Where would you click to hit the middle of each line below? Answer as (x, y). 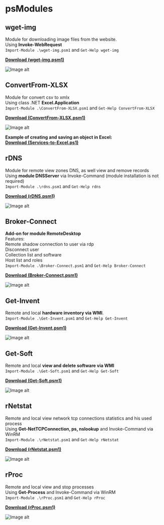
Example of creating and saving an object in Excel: (59, 137)
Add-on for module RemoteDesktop (43, 233)
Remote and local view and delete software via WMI (60, 366)
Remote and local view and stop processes (50, 487)
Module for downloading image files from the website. (61, 39)
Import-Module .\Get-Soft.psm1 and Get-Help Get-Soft (62, 371)
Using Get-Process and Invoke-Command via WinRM (60, 492)
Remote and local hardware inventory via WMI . (54, 313)
